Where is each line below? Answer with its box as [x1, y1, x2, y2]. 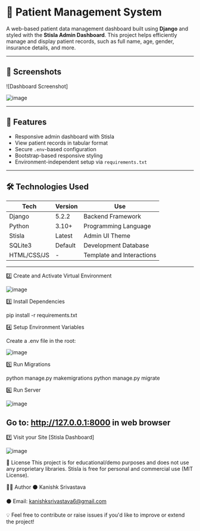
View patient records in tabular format [14, 139, 108, 146]
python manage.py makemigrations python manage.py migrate [6, 374, 160, 382]
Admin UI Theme [83, 232, 131, 240]
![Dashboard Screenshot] [6, 83, 68, 90]
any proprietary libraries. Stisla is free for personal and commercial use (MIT [6, 466, 193, 473]
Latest [55, 232, 73, 240]
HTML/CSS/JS [9, 251, 49, 260]
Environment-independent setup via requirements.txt [14, 158, 148, 165]
